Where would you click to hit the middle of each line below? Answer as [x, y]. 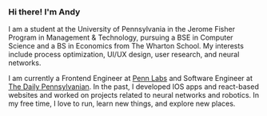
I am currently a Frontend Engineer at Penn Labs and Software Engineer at [131, 79]
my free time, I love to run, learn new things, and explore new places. [122, 104]
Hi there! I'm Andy [44, 12]
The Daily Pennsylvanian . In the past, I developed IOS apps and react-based [134, 87]
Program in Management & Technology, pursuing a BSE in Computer [121, 37]
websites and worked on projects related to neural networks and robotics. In [134, 95]
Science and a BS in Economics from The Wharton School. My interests [126, 46]
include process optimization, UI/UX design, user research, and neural [124, 55]
